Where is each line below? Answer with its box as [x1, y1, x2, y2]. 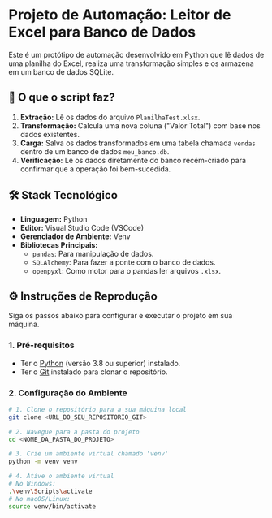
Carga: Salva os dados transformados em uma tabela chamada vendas [19, 138, 256, 148]
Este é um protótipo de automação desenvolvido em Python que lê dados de [8, 50, 265, 59]
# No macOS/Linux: [8, 494, 71, 503]
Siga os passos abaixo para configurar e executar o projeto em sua [8, 311, 233, 321]
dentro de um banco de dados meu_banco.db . [19, 146, 170, 156]
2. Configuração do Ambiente [8, 387, 127, 399]
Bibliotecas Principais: [19, 240, 98, 249]
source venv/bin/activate [8, 502, 96, 511]
